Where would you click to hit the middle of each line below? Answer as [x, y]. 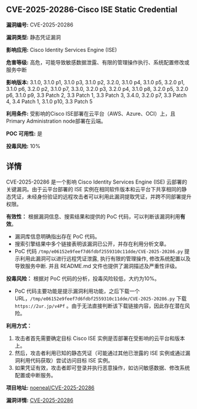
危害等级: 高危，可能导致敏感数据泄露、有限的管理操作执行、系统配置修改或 [98, 62]
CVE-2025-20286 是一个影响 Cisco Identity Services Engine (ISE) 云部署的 [97, 182]
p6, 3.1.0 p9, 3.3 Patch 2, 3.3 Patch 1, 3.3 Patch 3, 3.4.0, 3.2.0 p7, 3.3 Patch [96, 95]
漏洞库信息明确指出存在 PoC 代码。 [57, 236]
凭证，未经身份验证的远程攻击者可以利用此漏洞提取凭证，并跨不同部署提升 [101, 197]
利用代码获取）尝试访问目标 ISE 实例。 [66, 360]
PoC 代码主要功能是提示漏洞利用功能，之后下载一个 [77, 291]
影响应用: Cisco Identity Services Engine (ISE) [62, 50]
